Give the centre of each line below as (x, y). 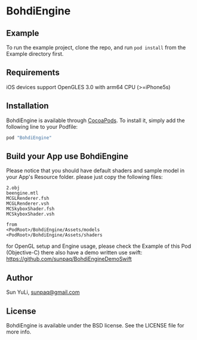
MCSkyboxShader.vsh (30, 214)
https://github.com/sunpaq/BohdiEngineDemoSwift (69, 259)
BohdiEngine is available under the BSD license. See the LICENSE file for (95, 325)
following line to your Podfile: (42, 126)
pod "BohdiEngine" (29, 138)
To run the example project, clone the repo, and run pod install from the (96, 47)
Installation (27, 106)
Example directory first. (35, 54)
